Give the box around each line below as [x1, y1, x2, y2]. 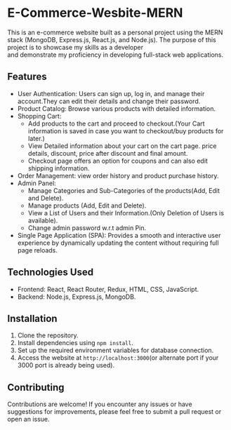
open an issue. [7, 415, 51, 424]
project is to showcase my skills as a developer [7, 43, 144, 51]
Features [7, 71, 47, 83]
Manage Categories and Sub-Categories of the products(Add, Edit [27, 186, 220, 194]
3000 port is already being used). [17, 361, 114, 370]
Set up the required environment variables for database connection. [17, 346, 214, 355]
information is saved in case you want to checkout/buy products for [27, 126, 224, 135]
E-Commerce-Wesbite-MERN [7, 5, 183, 21]
